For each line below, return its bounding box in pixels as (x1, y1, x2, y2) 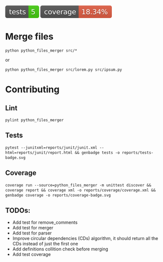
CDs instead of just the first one (12, 241, 79, 247)
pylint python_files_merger (5, 117, 64, 123)
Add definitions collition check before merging (12, 246, 109, 252)
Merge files (5, 31, 54, 43)
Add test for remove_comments (12, 219, 78, 225)
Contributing (5, 84, 60, 95)
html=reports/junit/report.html (5, 150, 73, 155)
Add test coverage (12, 251, 51, 257)
